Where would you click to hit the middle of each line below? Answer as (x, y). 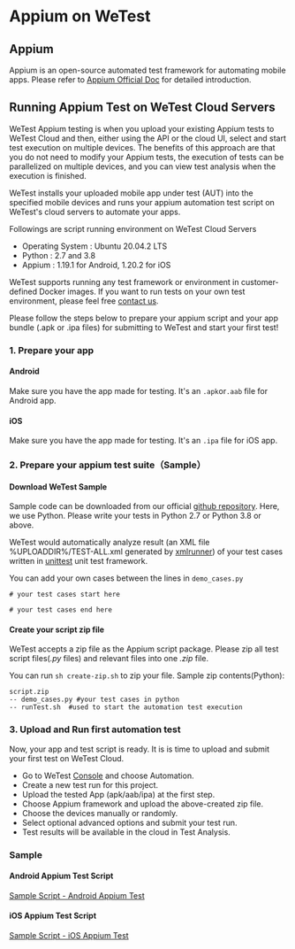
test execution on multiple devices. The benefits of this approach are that (142, 147)
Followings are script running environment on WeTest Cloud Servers (133, 228)
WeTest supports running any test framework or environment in (125, 282)
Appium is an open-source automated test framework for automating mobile (147, 70)
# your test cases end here (61, 610)
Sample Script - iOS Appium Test (69, 936)
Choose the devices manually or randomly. (100, 813)
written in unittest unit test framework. (79, 561)
